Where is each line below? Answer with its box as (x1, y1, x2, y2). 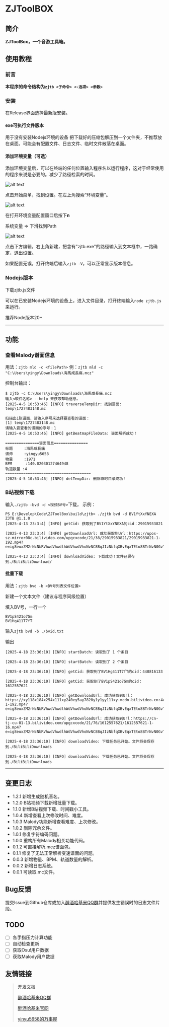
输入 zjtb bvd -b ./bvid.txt (5, 628, 64, 634)
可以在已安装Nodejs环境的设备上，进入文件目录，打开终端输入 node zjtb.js (5, 298, 162, 304)
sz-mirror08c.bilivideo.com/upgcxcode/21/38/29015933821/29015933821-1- (5, 535, 161, 540)
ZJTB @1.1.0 (5, 516, 30, 521)
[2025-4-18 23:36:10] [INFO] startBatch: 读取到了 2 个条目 (5, 659, 129, 665)
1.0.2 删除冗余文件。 (12, 825, 55, 831)
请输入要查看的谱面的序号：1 (5, 426, 56, 431)
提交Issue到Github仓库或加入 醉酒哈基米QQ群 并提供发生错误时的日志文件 (5, 899, 156, 905)
